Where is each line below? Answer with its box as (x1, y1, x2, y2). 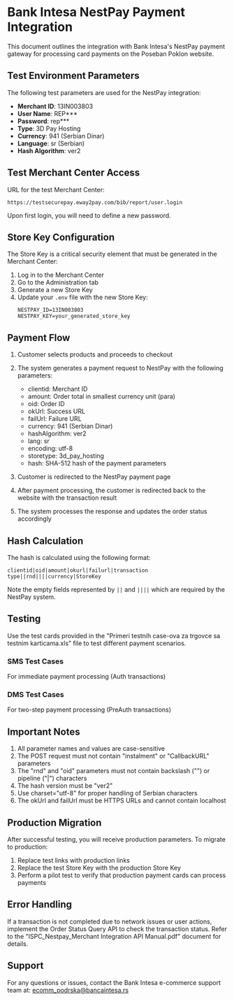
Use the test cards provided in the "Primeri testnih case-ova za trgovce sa (7, 631, 221, 640)
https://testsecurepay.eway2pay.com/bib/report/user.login (7, 199, 183, 206)
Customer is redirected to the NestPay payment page (17, 473, 171, 481)
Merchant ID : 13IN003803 (17, 102, 93, 110)
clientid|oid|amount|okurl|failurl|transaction (7, 567, 149, 574)
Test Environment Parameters (7, 70, 140, 82)
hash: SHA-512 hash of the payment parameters (27, 459, 166, 468)
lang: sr (27, 437, 50, 445)
